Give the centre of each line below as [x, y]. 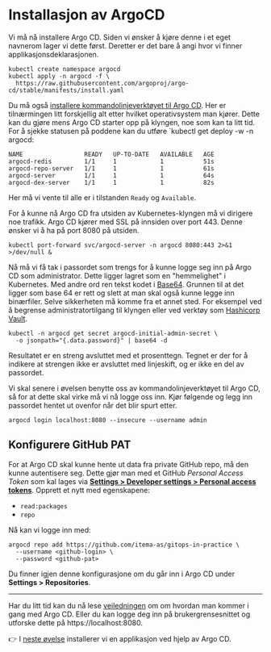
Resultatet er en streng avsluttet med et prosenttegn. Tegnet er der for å [128, 355]
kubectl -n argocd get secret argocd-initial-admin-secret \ [113, 333]
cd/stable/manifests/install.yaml [67, 90]
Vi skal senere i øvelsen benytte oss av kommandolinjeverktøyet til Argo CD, [134, 388]
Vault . [18, 318]
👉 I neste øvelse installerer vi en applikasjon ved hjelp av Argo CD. [120, 638]
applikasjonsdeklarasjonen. [54, 54]
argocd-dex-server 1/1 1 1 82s [112, 182]
